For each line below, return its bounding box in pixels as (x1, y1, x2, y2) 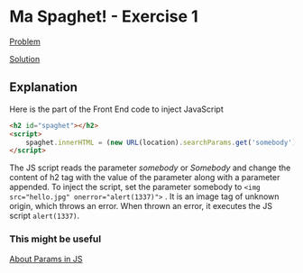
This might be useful (9, 232, 102, 245)
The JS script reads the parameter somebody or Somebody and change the (9, 162, 291, 173)
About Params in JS (9, 253, 83, 264)
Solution (9, 53, 41, 64)
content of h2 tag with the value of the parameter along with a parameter (9, 172, 280, 183)
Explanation (9, 79, 78, 96)
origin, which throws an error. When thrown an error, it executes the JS (9, 201, 273, 212)
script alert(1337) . (9, 210, 80, 222)
